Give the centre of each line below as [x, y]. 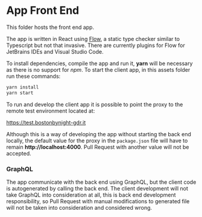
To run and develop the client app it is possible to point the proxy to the [95, 104]
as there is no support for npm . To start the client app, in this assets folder [98, 69]
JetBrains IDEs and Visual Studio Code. [55, 51]
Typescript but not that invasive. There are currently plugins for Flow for [96, 45]
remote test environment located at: [51, 111]
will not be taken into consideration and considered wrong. [79, 207]
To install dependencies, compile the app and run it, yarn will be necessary [99, 63]
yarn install [23, 87]
